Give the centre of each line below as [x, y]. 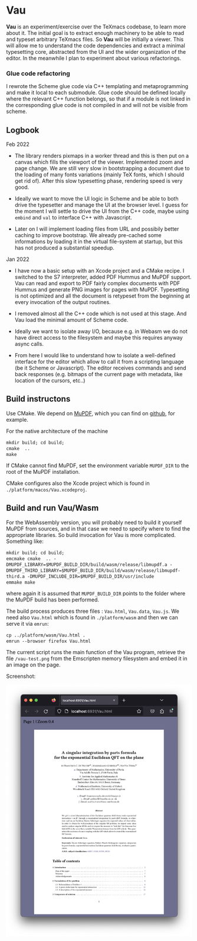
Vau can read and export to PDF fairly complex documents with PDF [97, 283]
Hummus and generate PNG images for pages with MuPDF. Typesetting [102, 290]
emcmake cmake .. [29, 559]
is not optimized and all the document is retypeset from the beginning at [102, 296]
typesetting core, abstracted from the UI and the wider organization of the [96, 51]
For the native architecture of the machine [57, 431]
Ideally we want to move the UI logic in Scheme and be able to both [96, 199]
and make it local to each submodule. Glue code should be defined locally [96, 93]
